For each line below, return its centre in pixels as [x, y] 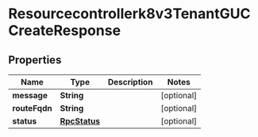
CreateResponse [65, 30]
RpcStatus [80, 121]
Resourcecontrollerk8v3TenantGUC [129, 14]
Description [130, 82]
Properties [35, 60]
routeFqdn [33, 108]
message [30, 95]
